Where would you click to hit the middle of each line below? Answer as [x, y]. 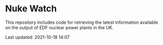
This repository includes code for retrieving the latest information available [82, 22]
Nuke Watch [31, 9]
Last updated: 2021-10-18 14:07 [37, 37]
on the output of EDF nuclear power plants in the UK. [59, 27]
